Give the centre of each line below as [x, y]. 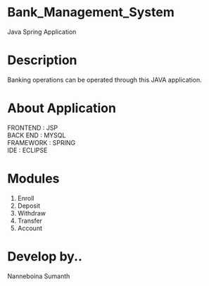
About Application [62, 108]
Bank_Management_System [91, 12]
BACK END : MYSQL [37, 135]
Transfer [30, 220]
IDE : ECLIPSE [27, 150]
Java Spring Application [42, 32]
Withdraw [32, 213]
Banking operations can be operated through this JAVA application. [104, 80]
